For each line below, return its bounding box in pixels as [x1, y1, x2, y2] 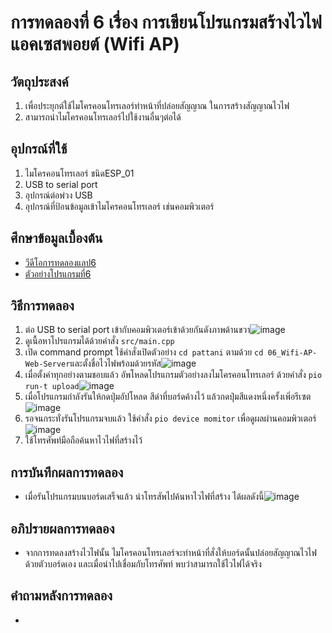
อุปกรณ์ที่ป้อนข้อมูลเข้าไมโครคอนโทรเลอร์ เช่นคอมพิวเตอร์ [24, 200, 215, 212]
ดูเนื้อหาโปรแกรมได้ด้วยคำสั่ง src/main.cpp [24, 335, 175, 347]
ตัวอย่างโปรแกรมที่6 [24, 267, 92, 280]
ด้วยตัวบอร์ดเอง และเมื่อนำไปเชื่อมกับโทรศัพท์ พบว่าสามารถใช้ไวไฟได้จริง [24, 558, 262, 570]
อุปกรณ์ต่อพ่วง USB [24, 189, 93, 201]
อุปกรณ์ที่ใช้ [10, 141, 68, 158]
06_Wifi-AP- [267, 348, 318, 358]
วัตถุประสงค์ [10, 73, 69, 90]
